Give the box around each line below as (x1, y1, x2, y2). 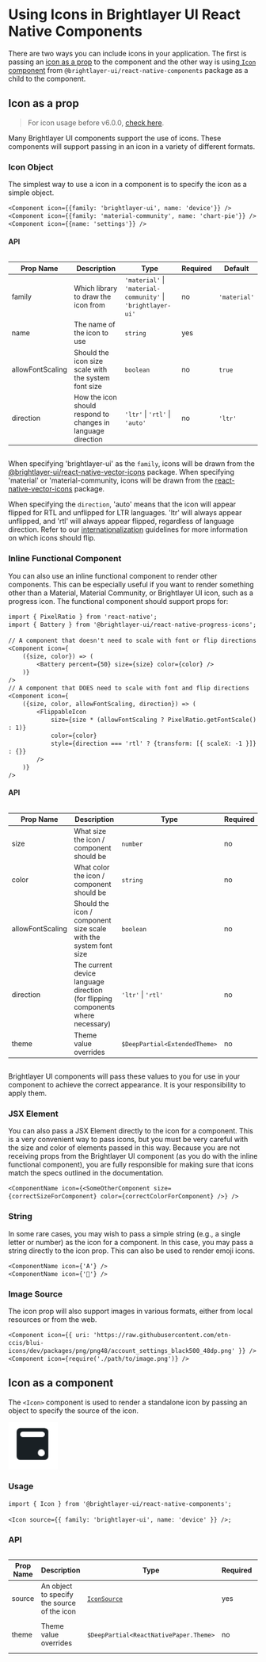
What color (74, 862, 110, 872)
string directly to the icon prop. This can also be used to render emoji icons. (8, 1246, 256, 1255)
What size (74, 826, 107, 835)
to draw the (74, 292, 112, 301)
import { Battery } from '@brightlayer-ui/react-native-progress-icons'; (8, 621, 257, 629)
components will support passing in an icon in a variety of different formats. (8, 141, 256, 151)
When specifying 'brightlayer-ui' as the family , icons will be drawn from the (8, 459, 255, 468)
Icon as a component (8, 1377, 114, 1390)
